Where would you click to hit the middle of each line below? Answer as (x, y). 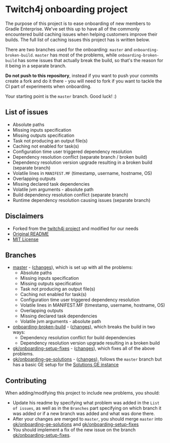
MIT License (26, 239)
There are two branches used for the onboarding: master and (69, 49)
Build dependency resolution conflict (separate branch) (70, 195)
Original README (31, 234)
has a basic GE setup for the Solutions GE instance (66, 365)
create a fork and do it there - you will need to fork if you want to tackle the (84, 81)
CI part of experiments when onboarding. (48, 86)
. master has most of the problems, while (75, 55)
